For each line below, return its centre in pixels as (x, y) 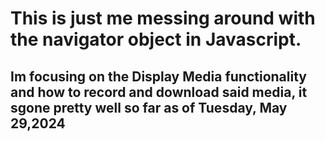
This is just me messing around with (163, 18)
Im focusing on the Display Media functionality (158, 76)
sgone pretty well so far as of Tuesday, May (149, 107)
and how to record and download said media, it (159, 92)
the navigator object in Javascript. (156, 39)
